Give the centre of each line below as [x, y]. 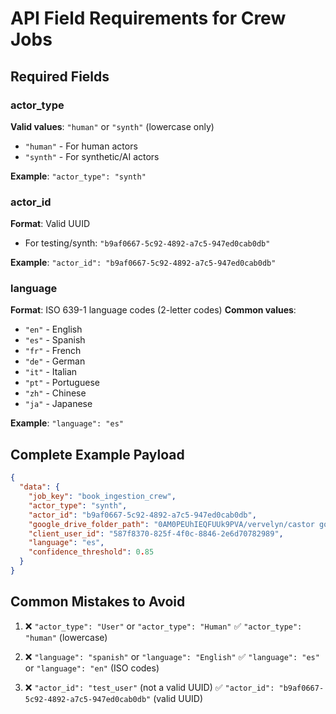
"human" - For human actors [81, 146]
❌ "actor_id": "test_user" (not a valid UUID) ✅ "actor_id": [149, 687]
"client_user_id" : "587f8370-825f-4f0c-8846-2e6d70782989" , [156, 533]
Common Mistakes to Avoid [98, 602]
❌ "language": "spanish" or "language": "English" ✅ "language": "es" [172, 656]
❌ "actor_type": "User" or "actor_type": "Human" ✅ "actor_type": [163, 626]
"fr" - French [53, 351]
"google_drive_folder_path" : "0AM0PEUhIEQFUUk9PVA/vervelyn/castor [171, 524]
